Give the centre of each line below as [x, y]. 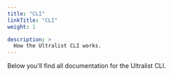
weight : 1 [22, 27]
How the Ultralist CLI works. [57, 46]
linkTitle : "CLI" [33, 20]
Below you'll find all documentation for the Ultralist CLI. [87, 66]
